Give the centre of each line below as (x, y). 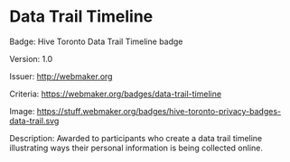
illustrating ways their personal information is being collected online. (136, 148)
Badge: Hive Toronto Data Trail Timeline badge (96, 41)
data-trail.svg (34, 121)
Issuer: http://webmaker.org (61, 76)
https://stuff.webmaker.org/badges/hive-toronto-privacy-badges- (159, 111)
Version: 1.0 (31, 58)
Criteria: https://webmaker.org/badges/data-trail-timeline (116, 94)
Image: (22, 111)
